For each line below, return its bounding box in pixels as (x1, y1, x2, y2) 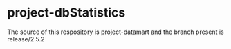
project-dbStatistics (7, 5, 126, 21)
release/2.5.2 (7, 35, 45, 43)
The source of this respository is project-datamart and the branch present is (7, 28, 224, 36)
